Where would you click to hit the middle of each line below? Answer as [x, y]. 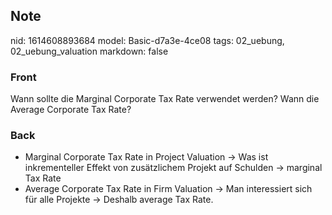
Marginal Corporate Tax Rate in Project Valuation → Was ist [146, 157]
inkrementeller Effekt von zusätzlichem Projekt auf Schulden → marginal [173, 168]
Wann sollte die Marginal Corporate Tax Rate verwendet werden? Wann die [165, 99]
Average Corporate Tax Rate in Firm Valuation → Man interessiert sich [168, 189]
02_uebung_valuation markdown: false [89, 51]
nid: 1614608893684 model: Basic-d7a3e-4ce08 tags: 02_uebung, [147, 40]
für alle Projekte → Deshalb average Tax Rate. [119, 200]
